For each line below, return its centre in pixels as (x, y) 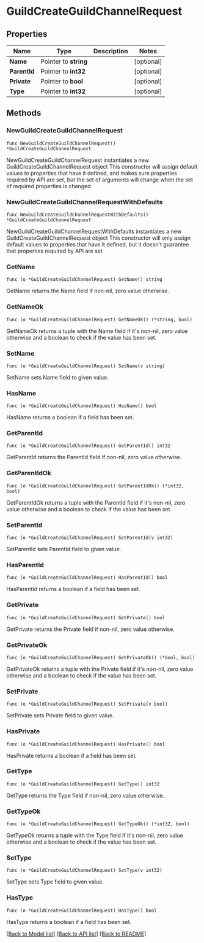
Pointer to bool (62, 81)
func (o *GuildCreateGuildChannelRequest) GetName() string (85, 280)
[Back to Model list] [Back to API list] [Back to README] (76, 934)
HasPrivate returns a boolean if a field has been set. (72, 755)
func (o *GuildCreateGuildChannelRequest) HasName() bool (82, 406)
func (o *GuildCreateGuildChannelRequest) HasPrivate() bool (86, 744)
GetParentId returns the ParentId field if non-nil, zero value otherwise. (94, 457)
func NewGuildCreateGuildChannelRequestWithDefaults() (78, 215)
